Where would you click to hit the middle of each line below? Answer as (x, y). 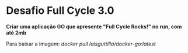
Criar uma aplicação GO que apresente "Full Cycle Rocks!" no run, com (94, 26)
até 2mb (16, 32)
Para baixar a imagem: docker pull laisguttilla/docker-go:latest (81, 44)
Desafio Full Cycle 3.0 (60, 11)
